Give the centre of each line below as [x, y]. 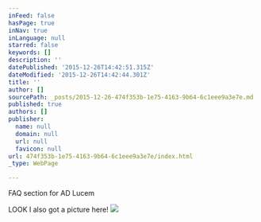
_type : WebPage [33, 164]
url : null [31, 141]
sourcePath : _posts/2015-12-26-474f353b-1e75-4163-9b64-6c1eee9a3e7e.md [131, 97]
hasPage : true [32, 23]
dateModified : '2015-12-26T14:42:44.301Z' [79, 75]
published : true [35, 104]
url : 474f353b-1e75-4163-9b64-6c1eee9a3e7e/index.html [101, 156]
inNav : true [28, 30]
